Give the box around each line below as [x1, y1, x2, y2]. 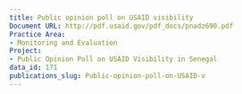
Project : [9, 47, 42, 56]
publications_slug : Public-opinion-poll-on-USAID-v [9, 72, 205, 81]
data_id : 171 [9, 64, 58, 73]
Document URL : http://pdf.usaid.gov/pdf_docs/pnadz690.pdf [9, 21, 234, 30]
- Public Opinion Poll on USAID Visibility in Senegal [9, 55, 218, 64]
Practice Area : [9, 30, 66, 38]
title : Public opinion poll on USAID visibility [9, 13, 194, 22]
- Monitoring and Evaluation [9, 38, 118, 47]
